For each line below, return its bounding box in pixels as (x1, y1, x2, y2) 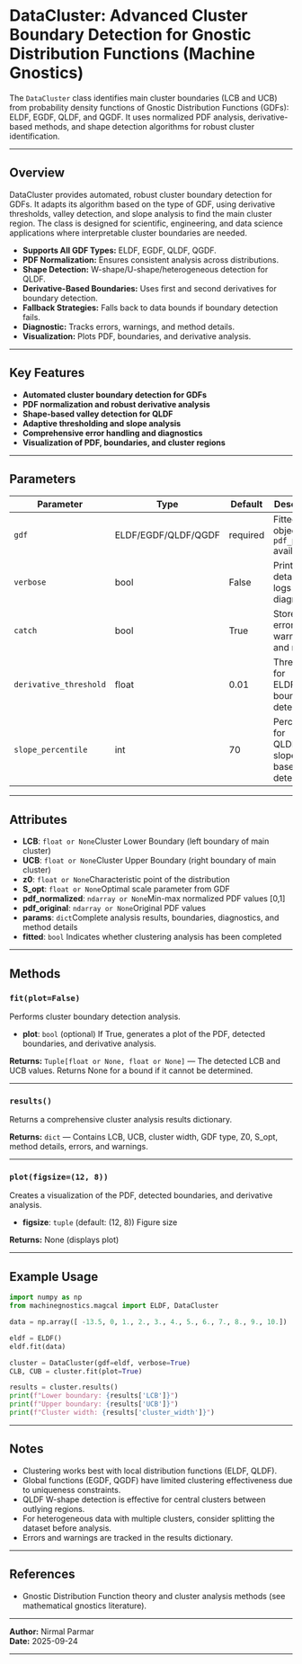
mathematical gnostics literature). (22, 1600, 147, 1611)
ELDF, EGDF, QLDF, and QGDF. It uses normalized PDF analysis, (9, 112, 246, 122)
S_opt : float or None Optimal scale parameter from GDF (22, 883, 231, 895)
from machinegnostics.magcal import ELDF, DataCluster (9, 1302, 219, 1311)
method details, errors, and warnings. (9, 1141, 148, 1152)
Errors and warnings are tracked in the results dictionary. (22, 1532, 234, 1543)
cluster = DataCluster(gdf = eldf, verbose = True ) (9, 1358, 191, 1367)
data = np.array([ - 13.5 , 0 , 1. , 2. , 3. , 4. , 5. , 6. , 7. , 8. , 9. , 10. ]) (9, 1318, 288, 1327)
